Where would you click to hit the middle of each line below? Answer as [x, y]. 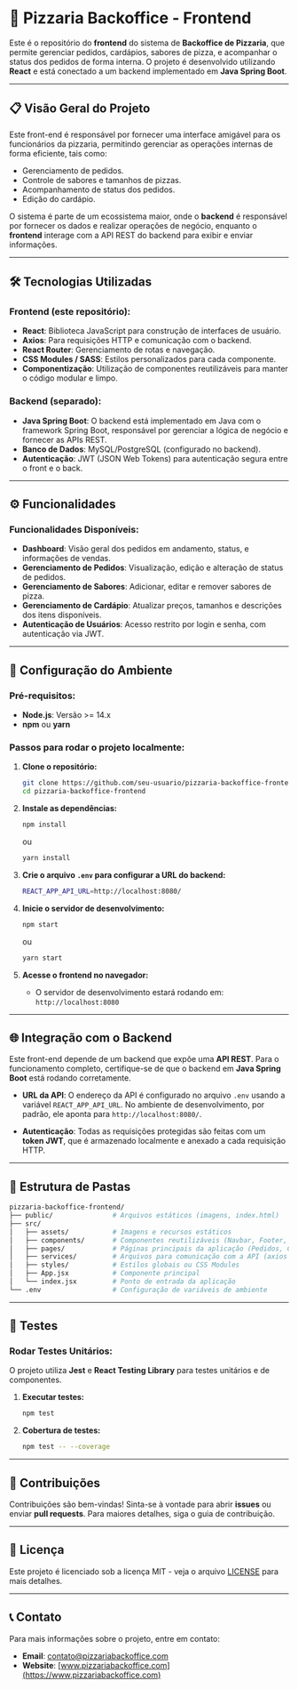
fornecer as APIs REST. [65, 439]
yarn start [42, 958]
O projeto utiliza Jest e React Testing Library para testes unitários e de [140, 1371]
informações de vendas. [66, 559]
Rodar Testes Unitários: [61, 1351]
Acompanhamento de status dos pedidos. [98, 189]
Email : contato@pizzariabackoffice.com [95, 1656]
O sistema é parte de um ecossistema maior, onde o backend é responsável [149, 216]
